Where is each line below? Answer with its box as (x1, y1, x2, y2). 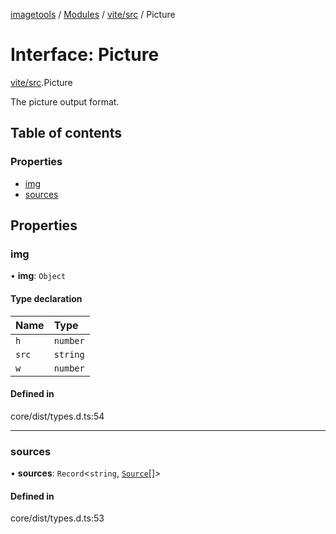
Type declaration (10, 292, 83, 304)
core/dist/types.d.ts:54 (10, 410, 105, 422)
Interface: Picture (10, 44, 160, 66)
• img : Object (10, 270, 67, 282)
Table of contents (10, 125, 122, 142)
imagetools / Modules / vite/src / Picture (10, 9, 176, 20)
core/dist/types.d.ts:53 (10, 512, 105, 524)
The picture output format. (10, 95, 120, 108)
